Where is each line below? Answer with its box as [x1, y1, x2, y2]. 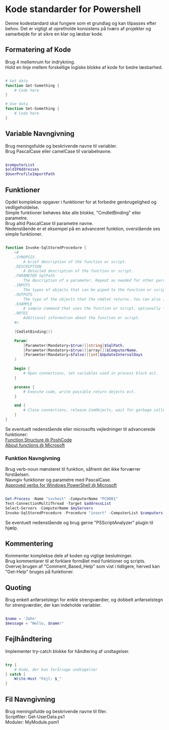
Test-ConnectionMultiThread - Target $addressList [5, 501, 112, 506]
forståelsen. [5, 472, 30, 478]
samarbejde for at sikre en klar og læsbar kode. [5, 31, 104, 37]
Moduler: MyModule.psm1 [5, 719, 59, 725]
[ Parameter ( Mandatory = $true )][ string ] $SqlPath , [23, 343, 125, 348]
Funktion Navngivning [5, 455, 60, 462]
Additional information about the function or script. [23, 316, 141, 321]
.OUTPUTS [14, 292, 33, 297]
